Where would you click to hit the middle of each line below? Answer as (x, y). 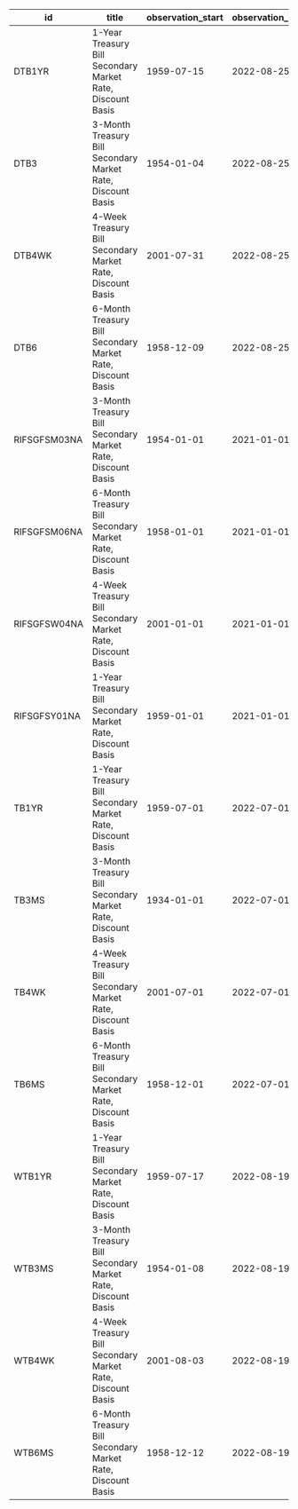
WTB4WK (34, 1360)
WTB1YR (33, 1177)
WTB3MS (34, 1268)
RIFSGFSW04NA (49, 624)
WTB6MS (34, 1453)
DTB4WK (33, 255)
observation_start (184, 17)
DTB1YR (31, 71)
